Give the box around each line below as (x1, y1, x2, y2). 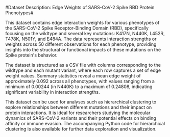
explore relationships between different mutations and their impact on (5, 104, 152, 110)
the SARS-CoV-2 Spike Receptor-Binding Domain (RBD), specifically (5, 25, 149, 31)
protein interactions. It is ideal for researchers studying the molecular (5, 109, 151, 116)
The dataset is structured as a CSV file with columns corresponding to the (5, 62, 161, 68)
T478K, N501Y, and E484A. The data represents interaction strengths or (5, 36, 157, 42)
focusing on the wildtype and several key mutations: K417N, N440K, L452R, (5, 31, 165, 36)
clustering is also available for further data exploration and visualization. (5, 126, 157, 132)
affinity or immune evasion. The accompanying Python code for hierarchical (5, 121, 165, 126)
